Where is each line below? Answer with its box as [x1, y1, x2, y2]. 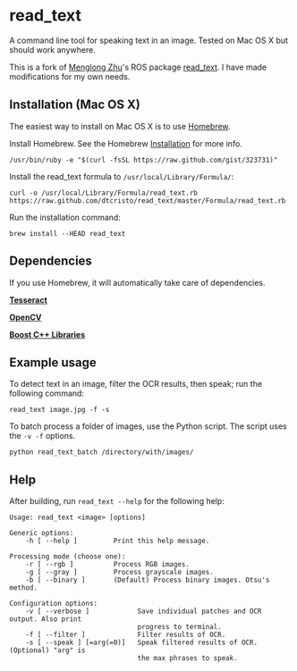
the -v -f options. [9, 431, 76, 441]
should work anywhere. [9, 44, 96, 55]
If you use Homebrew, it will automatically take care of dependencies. [9, 277, 266, 288]
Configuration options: [9, 600, 98, 608]
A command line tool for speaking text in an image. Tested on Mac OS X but [9, 35, 289, 46]
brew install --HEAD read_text [9, 229, 126, 238]
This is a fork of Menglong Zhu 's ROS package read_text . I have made [9, 62, 267, 72]
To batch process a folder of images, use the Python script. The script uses [9, 421, 288, 432]
